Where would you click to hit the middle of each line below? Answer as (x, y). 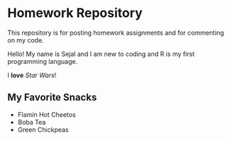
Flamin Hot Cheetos (47, 114)
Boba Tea (32, 122)
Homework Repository (75, 13)
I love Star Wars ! (32, 75)
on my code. (26, 40)
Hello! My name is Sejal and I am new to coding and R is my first (101, 54)
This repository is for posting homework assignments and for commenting (116, 33)
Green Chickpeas (43, 130)
